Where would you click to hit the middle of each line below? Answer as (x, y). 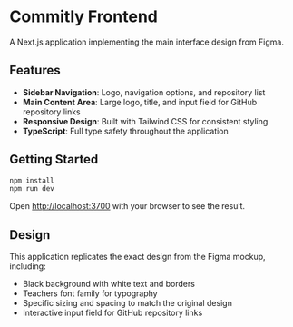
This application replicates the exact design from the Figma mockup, (137, 257)
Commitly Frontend (84, 17)
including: (28, 266)
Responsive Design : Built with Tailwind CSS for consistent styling (145, 121)
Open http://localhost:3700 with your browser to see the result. (127, 206)
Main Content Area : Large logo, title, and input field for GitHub (139, 102)
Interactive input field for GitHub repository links (112, 313)
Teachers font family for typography (90, 293)
